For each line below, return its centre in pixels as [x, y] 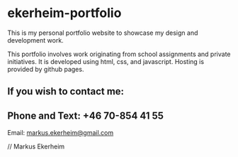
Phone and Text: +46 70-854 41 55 [86, 115]
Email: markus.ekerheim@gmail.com [61, 133]
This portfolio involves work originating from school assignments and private [119, 54]
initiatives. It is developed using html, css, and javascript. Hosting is [106, 61]
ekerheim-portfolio [64, 13]
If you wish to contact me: [66, 91]
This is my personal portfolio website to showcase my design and [103, 33]
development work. [35, 40]
